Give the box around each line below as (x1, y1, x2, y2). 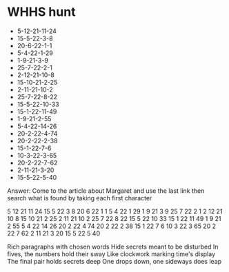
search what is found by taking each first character (7, 193, 152, 202)
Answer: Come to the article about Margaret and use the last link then (7, 187, 205, 195)
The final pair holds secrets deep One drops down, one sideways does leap (7, 257, 222, 265)
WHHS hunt (7, 4, 76, 20)
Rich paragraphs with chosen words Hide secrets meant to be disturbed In (7, 242, 219, 251)
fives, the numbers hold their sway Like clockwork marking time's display (7, 249, 216, 258)
